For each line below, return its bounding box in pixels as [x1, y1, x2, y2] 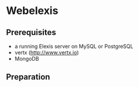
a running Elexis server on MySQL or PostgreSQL [14, 43, 134, 50]
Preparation [6, 72, 50, 82]
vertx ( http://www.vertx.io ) [14, 49, 79, 56]
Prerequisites [6, 27, 56, 37]
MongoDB [14, 55, 39, 62]
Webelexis [6, 4, 59, 18]
